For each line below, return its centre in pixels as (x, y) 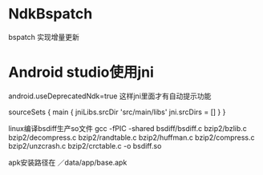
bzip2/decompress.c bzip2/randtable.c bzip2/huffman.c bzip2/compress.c (131, 137)
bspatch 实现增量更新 (44, 37)
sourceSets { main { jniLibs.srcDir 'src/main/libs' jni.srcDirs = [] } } (117, 112)
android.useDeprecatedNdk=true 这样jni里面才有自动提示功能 (110, 96)
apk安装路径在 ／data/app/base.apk (68, 162)
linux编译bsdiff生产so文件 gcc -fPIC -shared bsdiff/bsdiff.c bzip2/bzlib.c (127, 128)
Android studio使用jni (81, 72)
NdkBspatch (51, 14)
